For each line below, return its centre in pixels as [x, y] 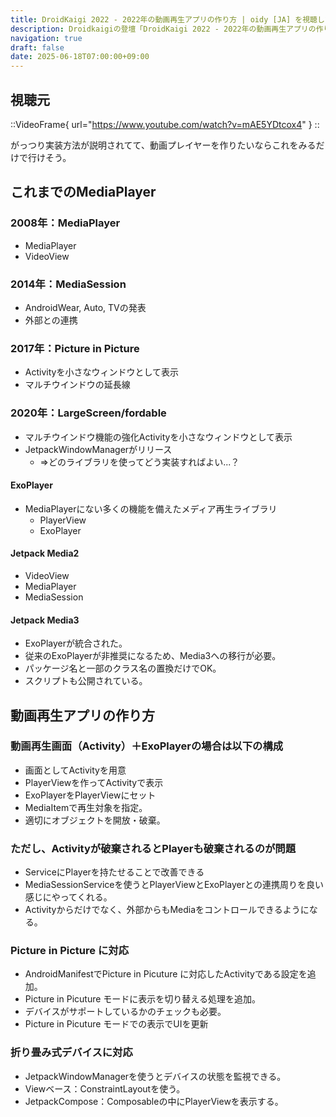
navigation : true [46, 38]
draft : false [37, 47]
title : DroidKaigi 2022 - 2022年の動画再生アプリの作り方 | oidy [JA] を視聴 [164, 19]
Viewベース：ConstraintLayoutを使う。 [105, 1088]
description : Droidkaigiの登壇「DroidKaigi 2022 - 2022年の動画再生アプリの [163, 29]
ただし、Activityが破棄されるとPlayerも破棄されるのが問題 [153, 848]
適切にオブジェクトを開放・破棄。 [95, 820]
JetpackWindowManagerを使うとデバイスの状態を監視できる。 [155, 1076]
